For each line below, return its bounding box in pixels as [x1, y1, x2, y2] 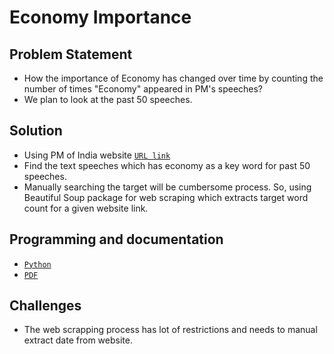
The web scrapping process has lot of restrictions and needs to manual [23, 324, 318, 336]
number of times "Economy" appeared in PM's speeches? [23, 83, 264, 95]
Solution [9, 122, 63, 140]
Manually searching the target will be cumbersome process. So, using [23, 181, 312, 193]
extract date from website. [23, 334, 133, 346]
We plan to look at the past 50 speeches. [23, 94, 193, 105]
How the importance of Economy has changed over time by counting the [23, 72, 324, 84]
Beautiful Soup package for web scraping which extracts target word [23, 191, 309, 203]
